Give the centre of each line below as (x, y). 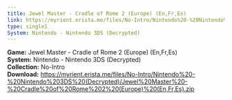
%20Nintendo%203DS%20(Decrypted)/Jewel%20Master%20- (97, 82)
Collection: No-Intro (36, 67)
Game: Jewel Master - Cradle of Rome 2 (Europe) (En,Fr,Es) (93, 52)
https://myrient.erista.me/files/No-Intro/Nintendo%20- (118, 74)
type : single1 (28, 26)
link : (15, 20)
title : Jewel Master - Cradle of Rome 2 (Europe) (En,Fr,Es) (97, 13)
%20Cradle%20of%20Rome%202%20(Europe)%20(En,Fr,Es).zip (101, 89)
